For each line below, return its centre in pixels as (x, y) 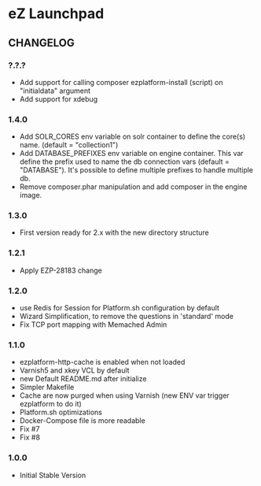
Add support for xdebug (59, 98)
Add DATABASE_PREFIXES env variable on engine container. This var (131, 154)
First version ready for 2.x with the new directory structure (114, 232)
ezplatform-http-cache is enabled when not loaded (102, 362)
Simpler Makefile (47, 388)
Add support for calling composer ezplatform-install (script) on (121, 82)
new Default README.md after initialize (83, 379)
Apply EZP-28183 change (61, 270)
